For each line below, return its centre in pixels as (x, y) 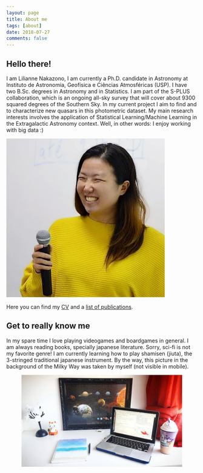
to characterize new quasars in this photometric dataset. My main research (100, 111)
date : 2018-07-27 (28, 32)
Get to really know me (48, 326)
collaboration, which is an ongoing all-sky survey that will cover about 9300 (101, 98)
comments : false (27, 39)
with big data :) (25, 130)
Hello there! (29, 64)
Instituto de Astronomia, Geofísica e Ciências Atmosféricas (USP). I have (97, 84)
